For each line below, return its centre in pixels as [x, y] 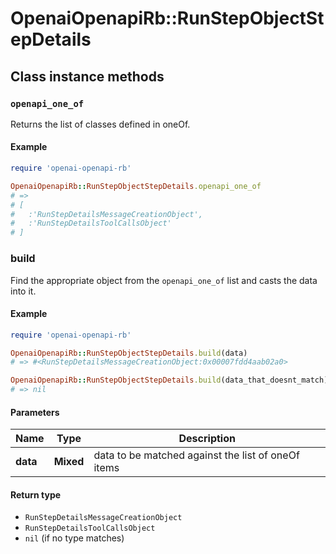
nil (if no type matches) [74, 538]
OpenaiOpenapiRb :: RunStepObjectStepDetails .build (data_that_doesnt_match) [169, 380]
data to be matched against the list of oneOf [196, 455]
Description [207, 439]
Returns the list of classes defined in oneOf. [100, 124]
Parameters [35, 412]
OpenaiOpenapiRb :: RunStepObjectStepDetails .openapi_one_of [136, 186]
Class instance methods [87, 76]
